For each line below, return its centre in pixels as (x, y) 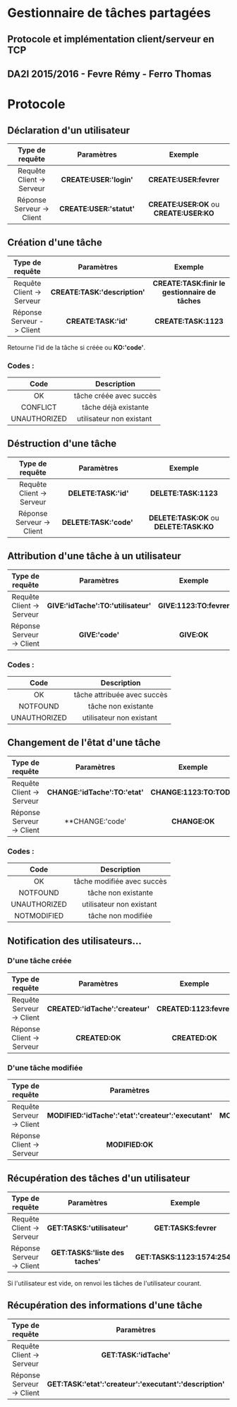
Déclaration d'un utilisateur (69, 130)
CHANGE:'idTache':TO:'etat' (95, 792)
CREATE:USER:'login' (97, 179)
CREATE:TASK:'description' (98, 292)
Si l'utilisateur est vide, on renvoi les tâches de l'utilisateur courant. (104, 1283)
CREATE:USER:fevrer (184, 179)
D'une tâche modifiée (45, 1068)
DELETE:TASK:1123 (184, 493)
